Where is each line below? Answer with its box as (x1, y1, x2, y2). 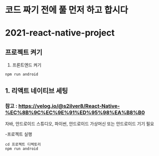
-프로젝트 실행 (5, 131, 32, 137)
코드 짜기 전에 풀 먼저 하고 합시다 (5, 4, 129, 16)
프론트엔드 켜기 (12, 62, 42, 68)
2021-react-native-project (5, 28, 115, 38)
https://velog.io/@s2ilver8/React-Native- (18, 102, 120, 109)
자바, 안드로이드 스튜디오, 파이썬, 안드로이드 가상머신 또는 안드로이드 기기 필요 (5, 121, 155, 126)
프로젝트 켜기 (5, 48, 43, 57)
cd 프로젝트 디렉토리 (5, 142, 41, 147)
